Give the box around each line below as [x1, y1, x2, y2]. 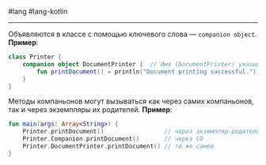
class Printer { [8, 53, 62, 61]
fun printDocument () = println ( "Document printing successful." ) [36, 67, 257, 76]
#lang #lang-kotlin [8, 7, 68, 16]
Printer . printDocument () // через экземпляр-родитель [22, 128, 260, 136]
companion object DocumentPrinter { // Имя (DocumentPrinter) [22, 60, 236, 68]
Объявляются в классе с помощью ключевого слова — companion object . [8, 29, 257, 39]
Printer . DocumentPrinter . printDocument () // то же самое [22, 142, 215, 150]
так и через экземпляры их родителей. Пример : [8, 105, 173, 114]
